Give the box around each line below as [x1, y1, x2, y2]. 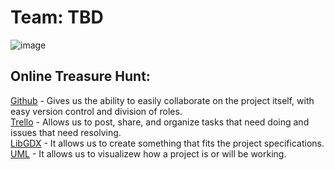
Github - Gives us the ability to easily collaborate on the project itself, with [10, 94, 315, 106]
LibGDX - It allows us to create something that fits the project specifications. [10, 137, 325, 149]
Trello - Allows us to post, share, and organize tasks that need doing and [10, 116, 310, 128]
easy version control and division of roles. [10, 105, 183, 117]
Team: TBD [10, 6, 104, 29]
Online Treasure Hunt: [10, 68, 151, 85]
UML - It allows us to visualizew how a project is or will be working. [10, 147, 287, 160]
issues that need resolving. [10, 126, 122, 138]
